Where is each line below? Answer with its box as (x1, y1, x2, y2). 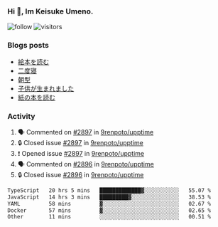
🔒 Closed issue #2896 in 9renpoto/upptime (17, 170, 144, 179)
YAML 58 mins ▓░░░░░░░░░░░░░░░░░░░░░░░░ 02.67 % (7, 200, 212, 207)
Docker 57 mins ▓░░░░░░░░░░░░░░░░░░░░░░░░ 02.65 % (7, 206, 212, 214)
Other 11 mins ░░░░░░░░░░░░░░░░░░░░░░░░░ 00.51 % (7, 213, 212, 221)
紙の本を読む (17, 93, 55, 102)
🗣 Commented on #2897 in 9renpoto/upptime (17, 127, 154, 136)
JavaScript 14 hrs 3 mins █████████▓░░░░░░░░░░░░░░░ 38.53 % (7, 194, 212, 201)
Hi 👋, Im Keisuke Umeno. (7, 6, 94, 16)
